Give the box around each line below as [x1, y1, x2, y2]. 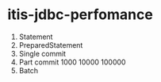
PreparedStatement [18, 40, 83, 49]
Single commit [18, 49, 67, 58]
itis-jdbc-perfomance [7, 6, 154, 24]
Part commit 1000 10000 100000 [18, 57, 126, 67]
